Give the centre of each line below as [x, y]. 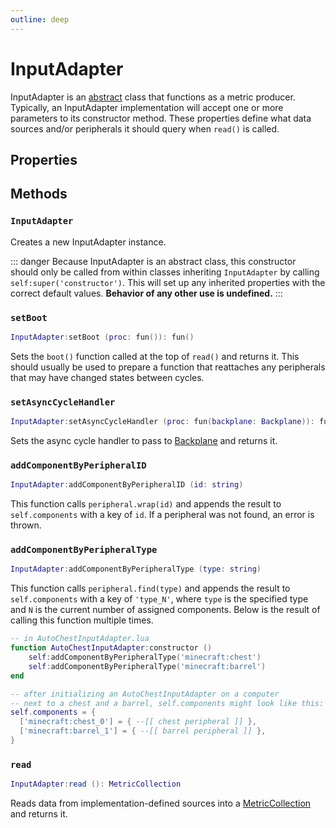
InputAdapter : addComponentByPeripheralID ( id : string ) [127, 485]
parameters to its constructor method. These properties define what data [161, 118]
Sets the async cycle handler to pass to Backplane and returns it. [144, 440]
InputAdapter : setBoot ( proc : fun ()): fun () [102, 337]
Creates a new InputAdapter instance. [88, 242]
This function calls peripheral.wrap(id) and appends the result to [146, 504]
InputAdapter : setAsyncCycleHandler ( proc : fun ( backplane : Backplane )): [162, 422]
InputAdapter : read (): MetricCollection [96, 784]
